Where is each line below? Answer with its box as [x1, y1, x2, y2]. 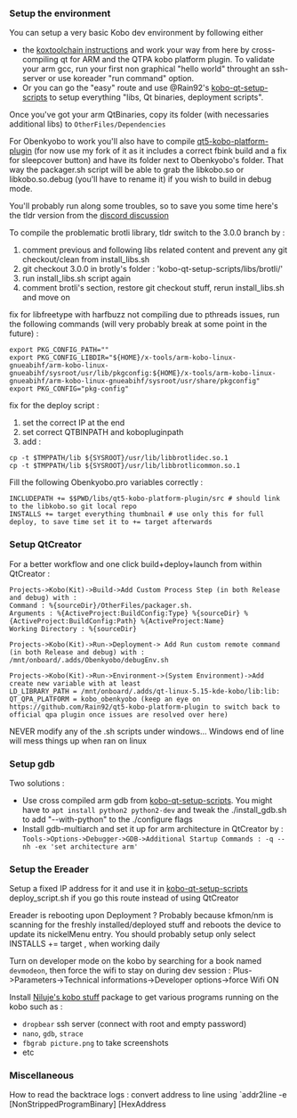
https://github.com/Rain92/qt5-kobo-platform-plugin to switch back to [9, 703, 280, 711]
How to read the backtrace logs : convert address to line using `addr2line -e [9, 1089, 287, 1100]
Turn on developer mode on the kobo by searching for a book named [9, 956, 262, 966]
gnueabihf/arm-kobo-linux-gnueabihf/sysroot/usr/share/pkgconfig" [9, 377, 261, 386]
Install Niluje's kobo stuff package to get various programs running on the [9, 992, 279, 1003]
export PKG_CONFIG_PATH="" [9, 346, 109, 355]
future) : [9, 328, 39, 339]
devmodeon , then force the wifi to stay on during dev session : [9, 966, 231, 976]
